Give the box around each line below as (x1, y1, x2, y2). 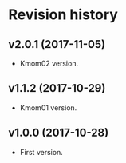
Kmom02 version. (19, 58, 78, 68)
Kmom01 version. (19, 102, 77, 113)
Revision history (8, 6, 118, 24)
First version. (19, 147, 64, 157)
